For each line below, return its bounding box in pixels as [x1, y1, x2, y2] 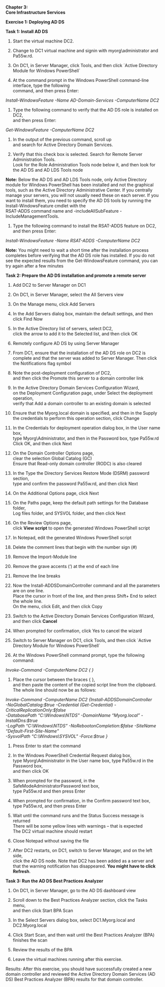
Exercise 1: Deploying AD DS [5, 19, 65, 25]
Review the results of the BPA [12, 947, 73, 952]
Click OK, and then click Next [12, 441, 72, 446]
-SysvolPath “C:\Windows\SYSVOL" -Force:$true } [5, 733, 108, 739]
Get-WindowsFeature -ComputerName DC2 [5, 127, 95, 133]
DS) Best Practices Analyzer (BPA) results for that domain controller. [5, 977, 144, 982]
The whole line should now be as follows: [12, 687, 96, 693]
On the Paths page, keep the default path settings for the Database [12, 500, 149, 505]
